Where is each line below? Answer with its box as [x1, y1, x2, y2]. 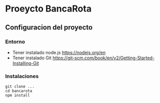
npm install [5, 93, 30, 98]
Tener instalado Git [12, 55, 51, 61]
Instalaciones [5, 72, 39, 79]
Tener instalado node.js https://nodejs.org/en [12, 49, 106, 55]
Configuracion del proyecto [5, 23, 93, 32]
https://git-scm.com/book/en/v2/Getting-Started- [52, 55, 155, 61]
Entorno [5, 38, 25, 45]
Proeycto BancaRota [5, 3, 91, 15]
